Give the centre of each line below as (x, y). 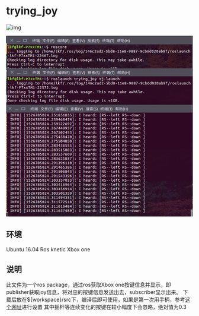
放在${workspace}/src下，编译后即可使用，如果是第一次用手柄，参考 (101, 300)
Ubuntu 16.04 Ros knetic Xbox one (48, 249)
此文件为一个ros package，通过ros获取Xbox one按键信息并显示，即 (89, 285)
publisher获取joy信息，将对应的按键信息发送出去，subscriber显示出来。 (94, 292)
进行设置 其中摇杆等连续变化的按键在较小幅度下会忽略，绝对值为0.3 (104, 307)
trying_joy (32, 11)
